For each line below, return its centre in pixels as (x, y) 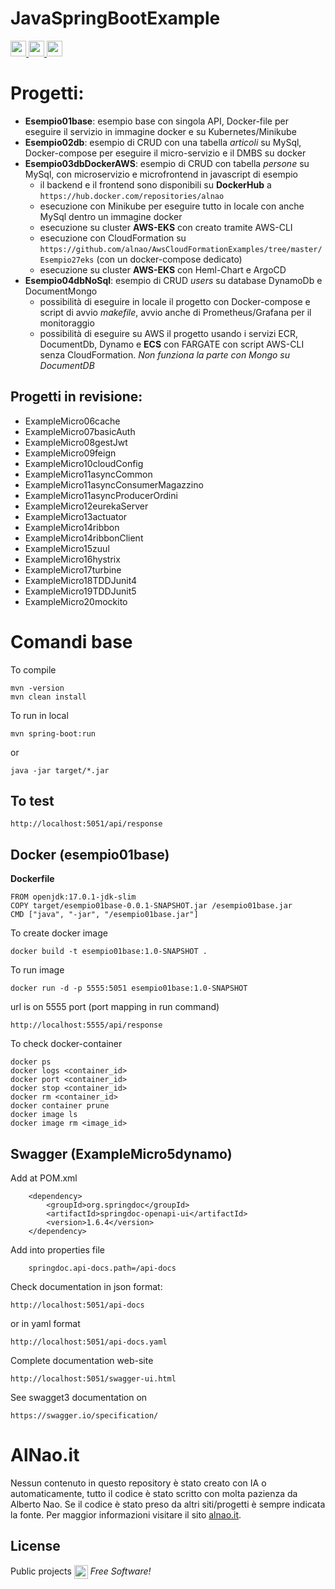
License (35, 1546)
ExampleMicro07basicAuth (80, 431)
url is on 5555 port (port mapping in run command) (115, 1007)
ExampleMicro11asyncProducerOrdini (101, 495)
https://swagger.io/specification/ (84, 1416)
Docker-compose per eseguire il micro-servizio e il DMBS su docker (165, 153)
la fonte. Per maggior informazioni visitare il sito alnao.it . (126, 1515)
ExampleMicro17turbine (73, 569)
